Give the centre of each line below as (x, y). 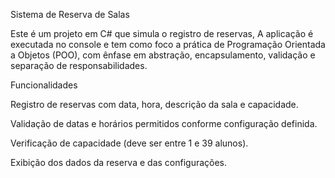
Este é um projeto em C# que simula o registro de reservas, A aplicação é (162, 33)
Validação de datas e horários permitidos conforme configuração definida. (164, 123)
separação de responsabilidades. (79, 65)
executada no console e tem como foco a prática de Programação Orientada (168, 44)
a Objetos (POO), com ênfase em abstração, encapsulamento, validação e (163, 55)
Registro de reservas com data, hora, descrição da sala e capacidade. (154, 104)
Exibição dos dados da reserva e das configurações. (119, 162)
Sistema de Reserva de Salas (70, 14)
